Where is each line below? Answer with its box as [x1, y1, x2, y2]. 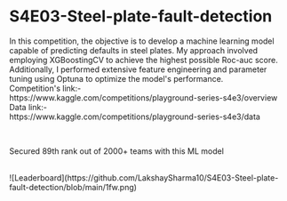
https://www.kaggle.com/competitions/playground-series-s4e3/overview [9, 92, 278, 103]
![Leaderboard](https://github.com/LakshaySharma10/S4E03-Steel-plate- [9, 172, 279, 183]
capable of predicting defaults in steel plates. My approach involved [9, 44, 259, 55]
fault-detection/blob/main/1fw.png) [9, 181, 138, 192]
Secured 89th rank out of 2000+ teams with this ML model [9, 145, 225, 157]
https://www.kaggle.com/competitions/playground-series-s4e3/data [9, 111, 260, 122]
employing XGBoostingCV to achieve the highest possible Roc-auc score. [9, 54, 278, 65]
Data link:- [9, 101, 47, 112]
